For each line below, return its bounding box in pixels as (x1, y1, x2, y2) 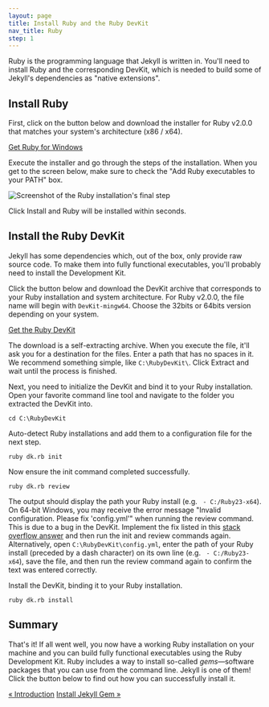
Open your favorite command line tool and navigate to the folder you (8, 390, 234, 399)
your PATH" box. (8, 175, 63, 185)
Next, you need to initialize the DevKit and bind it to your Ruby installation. (8, 382, 253, 391)
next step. (8, 436, 42, 447)
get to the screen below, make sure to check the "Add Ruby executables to (8, 167, 255, 176)
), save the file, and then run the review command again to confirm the (18, 556, 252, 566)
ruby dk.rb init (8, 453, 63, 461)
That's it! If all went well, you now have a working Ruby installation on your (8, 639, 255, 649)
